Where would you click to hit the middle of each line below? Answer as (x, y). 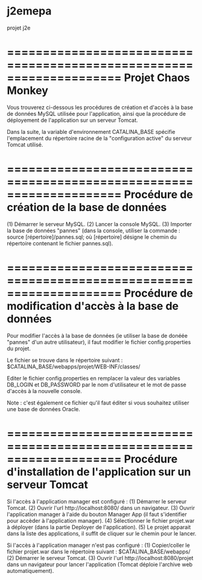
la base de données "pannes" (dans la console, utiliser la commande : (93, 230)
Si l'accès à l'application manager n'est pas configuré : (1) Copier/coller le (99, 545)
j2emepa (29, 11)
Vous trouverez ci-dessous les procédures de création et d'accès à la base (100, 107)
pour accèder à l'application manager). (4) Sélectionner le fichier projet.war (101, 520)
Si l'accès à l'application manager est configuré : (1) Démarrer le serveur (97, 501)
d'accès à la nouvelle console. (44, 391)
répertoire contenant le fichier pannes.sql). (60, 243)
